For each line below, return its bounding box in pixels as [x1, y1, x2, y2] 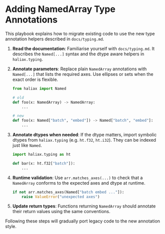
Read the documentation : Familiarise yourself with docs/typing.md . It [12, 45, 155, 51]
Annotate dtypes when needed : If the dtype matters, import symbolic [12, 132, 157, 138]
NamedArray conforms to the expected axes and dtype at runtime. [12, 180, 146, 186]
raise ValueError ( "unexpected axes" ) [21, 194, 100, 199]
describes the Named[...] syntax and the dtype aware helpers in [12, 51, 145, 57]
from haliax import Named [12, 86, 66, 91]
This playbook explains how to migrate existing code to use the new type [5, 30, 156, 36]
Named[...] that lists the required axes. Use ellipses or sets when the [12, 71, 154, 77]
